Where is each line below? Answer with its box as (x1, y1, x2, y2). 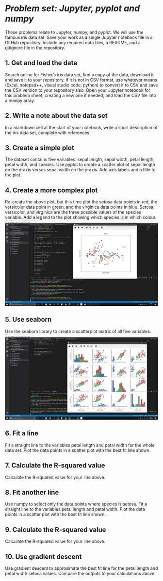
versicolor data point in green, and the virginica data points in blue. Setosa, (5, 204, 155, 210)
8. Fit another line (5, 488, 59, 497)
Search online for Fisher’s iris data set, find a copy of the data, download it (5, 71, 154, 78)
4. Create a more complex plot (5, 186, 98, 194)
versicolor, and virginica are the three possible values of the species (5, 209, 142, 215)
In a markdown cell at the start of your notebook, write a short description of (5, 124, 158, 130)
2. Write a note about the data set (5, 112, 108, 120)
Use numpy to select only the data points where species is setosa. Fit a (5, 501, 147, 507)
